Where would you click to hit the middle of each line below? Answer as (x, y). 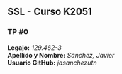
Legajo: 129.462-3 (35, 47)
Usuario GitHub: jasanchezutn (52, 63)
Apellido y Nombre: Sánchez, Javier (61, 55)
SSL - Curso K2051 (50, 12)
